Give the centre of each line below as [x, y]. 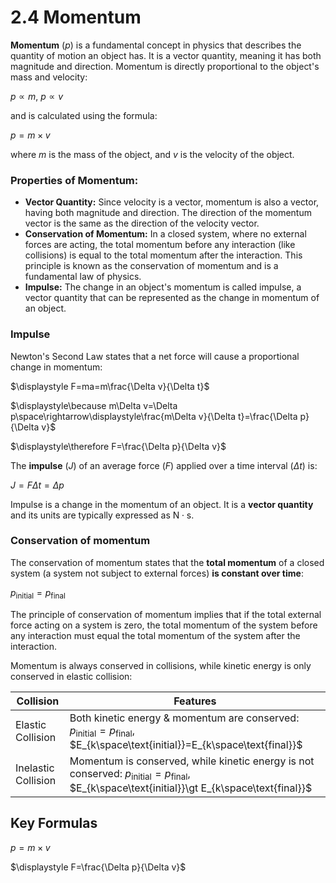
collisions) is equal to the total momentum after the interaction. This [163, 255]
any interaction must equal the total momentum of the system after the [155, 635]
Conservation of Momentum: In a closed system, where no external [165, 234]
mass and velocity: [49, 77]
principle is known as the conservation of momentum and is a [151, 266]
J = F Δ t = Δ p [37, 485]
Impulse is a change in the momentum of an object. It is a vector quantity [162, 504]
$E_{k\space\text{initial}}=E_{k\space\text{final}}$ [186, 744]
